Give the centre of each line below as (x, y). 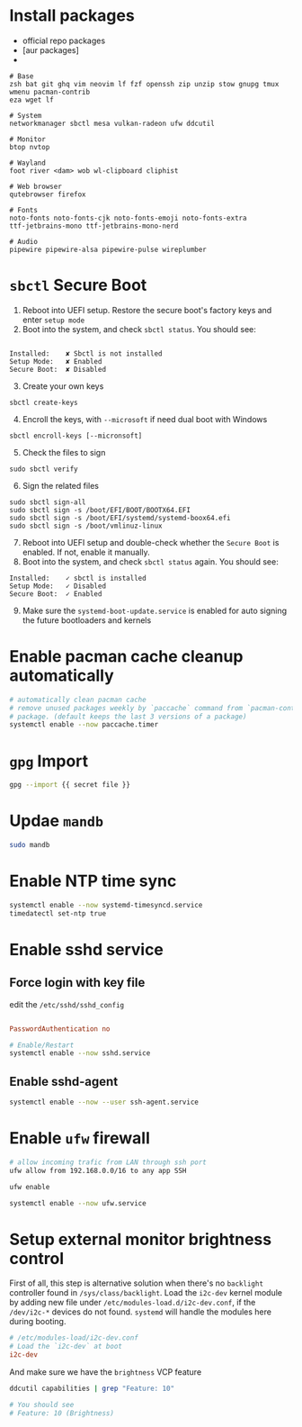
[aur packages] (50, 50)
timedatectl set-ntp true (58, 913)
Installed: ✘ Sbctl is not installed (86, 353)
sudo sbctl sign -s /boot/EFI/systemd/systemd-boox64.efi (120, 518)
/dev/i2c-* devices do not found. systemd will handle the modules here (141, 1312)
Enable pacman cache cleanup (126, 657)
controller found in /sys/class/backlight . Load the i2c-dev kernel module (146, 1293)
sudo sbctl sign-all (48, 502)
